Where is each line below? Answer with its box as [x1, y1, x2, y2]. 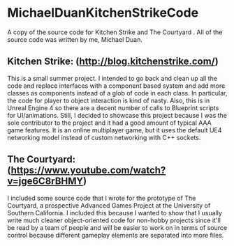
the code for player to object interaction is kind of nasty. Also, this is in [7, 96, 210, 105]
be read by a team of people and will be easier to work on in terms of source [7, 223, 228, 231]
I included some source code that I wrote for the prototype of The [7, 194, 196, 202]
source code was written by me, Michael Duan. [7, 35, 143, 43]
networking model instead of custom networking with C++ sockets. [7, 133, 201, 141]
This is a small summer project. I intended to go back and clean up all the [7, 74, 218, 82]
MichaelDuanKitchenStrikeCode [7, 5, 199, 21]
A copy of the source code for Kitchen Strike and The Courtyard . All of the [7, 28, 223, 36]
